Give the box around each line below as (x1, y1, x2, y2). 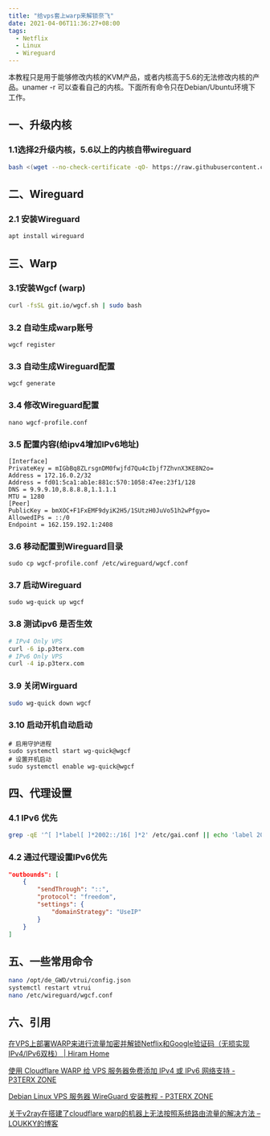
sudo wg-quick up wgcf (8, 599, 84, 607)
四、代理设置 (8, 786, 72, 801)
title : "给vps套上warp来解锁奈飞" (8, 11, 114, 20)
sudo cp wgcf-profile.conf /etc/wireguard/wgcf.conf (8, 560, 189, 568)
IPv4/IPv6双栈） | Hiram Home (8, 1048, 110, 1058)
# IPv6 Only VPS (8, 652, 63, 661)
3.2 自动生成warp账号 (8, 322, 94, 333)
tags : (8, 27, 27, 35)
